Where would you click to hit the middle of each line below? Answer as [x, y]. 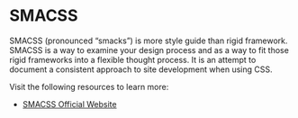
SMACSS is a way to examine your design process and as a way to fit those [149, 50]
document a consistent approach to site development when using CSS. [141, 69]
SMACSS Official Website [69, 104]
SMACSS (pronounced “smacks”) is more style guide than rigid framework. [149, 41]
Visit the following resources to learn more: [89, 86]
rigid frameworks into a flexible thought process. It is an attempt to [133, 59]
